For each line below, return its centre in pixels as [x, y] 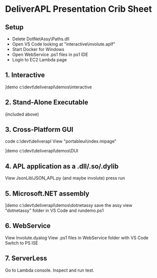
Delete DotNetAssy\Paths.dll [41, 39]
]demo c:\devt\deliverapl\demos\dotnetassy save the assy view [69, 205]
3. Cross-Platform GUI [39, 130]
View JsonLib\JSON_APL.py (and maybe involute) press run [65, 178]
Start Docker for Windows [38, 49]
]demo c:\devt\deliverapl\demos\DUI [42, 151]
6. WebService [28, 226]
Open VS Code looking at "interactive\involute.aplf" [64, 44]
